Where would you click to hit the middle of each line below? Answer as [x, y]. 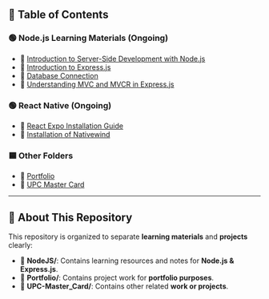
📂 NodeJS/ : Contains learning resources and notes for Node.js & [127, 261]
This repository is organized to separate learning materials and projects [128, 236]
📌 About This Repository [70, 217]
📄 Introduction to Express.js [65, 67]
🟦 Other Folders [41, 156]
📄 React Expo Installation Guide [72, 126]
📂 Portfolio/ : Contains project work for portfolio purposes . [117, 278]
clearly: [21, 245]
